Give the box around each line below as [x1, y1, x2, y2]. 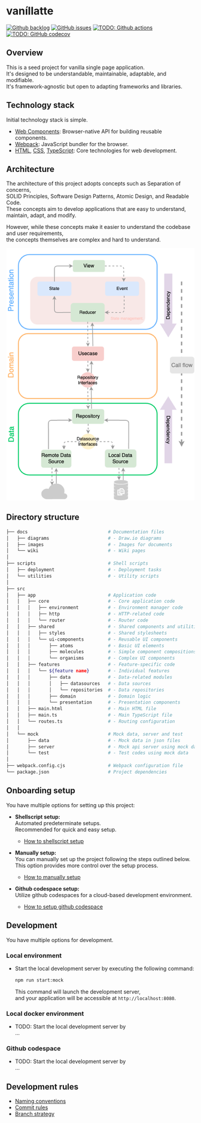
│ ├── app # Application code [6, 592, 157, 598]
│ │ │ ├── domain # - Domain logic [6, 693, 151, 699]
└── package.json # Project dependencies [6, 769, 167, 775]
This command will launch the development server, [14, 988, 141, 995]
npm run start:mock [14, 977, 64, 983]
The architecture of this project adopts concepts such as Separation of [6, 180, 181, 187]
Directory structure [6, 512, 80, 523]
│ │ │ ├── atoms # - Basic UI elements [6, 642, 165, 648]
